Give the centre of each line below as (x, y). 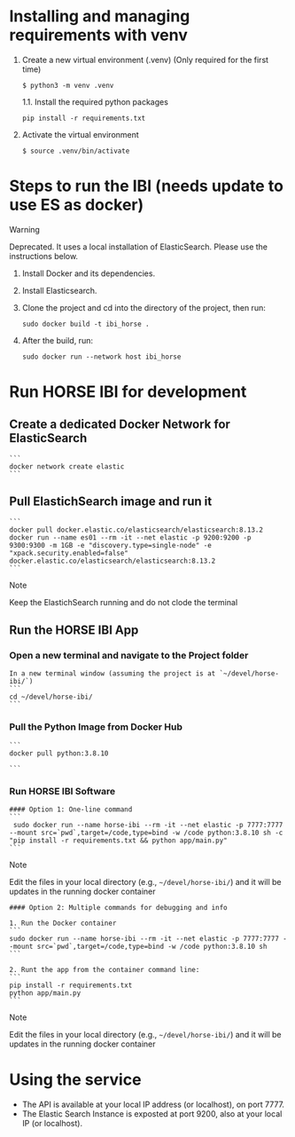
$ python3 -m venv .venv (68, 85)
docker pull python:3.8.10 (59, 753)
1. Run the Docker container (63, 923)
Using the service (75, 1080)
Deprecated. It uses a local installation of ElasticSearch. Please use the (139, 247)
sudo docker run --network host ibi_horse (101, 357)
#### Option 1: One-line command (71, 809)
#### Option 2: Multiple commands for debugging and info (118, 907)
